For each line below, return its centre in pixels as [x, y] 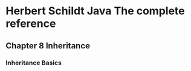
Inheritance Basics [34, 63]
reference [31, 24]
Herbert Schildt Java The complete [95, 11]
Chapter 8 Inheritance [48, 46]
